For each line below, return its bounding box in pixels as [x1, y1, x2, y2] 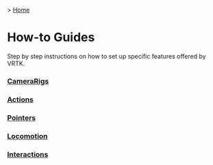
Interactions [7, 149, 49, 159]
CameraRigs [7, 76, 49, 86]
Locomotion [7, 131, 48, 140]
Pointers [7, 112, 36, 122]
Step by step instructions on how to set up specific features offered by [7, 52, 207, 60]
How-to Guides [7, 30, 95, 45]
